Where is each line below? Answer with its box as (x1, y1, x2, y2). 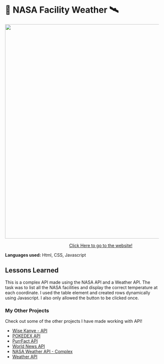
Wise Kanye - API (12, 328, 48, 334)
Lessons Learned (5, 266, 59, 275)
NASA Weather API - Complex (12, 349, 73, 355)
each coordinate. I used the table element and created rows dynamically (5, 290, 150, 295)
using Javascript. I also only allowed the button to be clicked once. (5, 295, 139, 301)
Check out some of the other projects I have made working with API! (5, 318, 143, 324)
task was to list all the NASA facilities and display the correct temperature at (5, 284, 158, 290)
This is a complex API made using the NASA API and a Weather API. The (5, 279, 150, 285)
